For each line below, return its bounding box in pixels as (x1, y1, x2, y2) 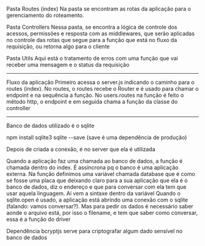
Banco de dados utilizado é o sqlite (6, 122, 95, 129)
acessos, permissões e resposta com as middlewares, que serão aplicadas (6, 30, 195, 37)
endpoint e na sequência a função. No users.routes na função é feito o (6, 91, 184, 99)
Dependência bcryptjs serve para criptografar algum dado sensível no (6, 228, 183, 234)
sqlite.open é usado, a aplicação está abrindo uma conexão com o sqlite (6, 196, 188, 203)
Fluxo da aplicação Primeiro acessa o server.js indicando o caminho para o (6, 79, 195, 86)
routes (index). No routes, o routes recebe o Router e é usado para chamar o (6, 85, 199, 92)
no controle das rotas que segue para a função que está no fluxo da (6, 37, 178, 43)
